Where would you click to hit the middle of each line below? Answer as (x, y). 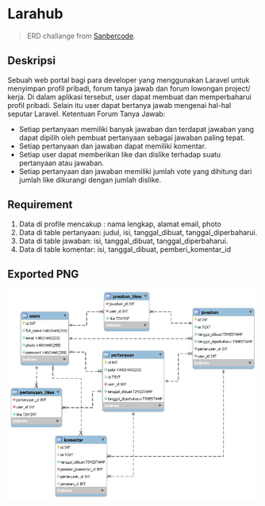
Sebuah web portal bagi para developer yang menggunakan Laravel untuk (129, 79)
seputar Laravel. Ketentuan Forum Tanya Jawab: (86, 114)
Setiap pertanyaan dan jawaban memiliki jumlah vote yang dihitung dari (135, 171)
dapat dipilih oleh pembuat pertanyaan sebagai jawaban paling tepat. (132, 137)
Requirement (40, 205)
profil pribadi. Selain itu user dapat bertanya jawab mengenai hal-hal (119, 105)
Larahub (35, 14)
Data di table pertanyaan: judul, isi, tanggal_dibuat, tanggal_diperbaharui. (138, 232)
